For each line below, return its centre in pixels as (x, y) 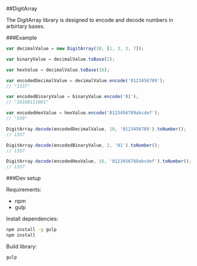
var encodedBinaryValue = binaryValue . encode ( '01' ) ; (72, 97)
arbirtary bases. (26, 26)
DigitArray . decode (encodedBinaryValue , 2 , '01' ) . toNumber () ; (83, 145)
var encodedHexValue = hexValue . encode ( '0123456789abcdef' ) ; (83, 113)
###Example (22, 38)
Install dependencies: (32, 219)
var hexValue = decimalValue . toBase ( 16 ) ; (58, 70)
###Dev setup (24, 178)
